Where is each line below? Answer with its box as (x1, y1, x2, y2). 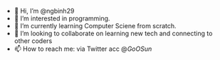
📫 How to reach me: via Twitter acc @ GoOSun (14, 44, 152, 53)
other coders (14, 37, 53, 45)
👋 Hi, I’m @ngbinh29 (14, 7, 75, 15)
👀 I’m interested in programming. (14, 14, 110, 23)
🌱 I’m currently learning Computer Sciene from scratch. (14, 22, 177, 30)
